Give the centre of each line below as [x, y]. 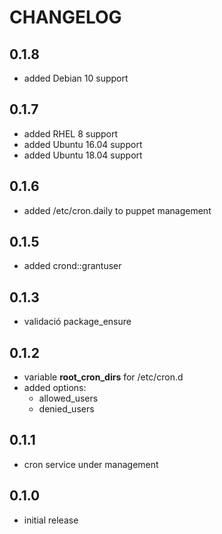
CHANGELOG [65, 17]
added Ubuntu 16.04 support [83, 144]
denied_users [66, 409]
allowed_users [68, 398]
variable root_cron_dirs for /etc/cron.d [103, 377]
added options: [55, 388]
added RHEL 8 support [71, 133]
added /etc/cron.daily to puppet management [117, 210]
